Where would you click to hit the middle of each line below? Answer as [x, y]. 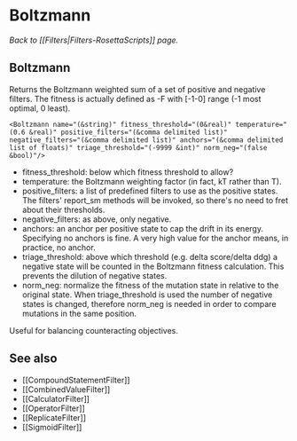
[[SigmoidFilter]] [52, 427]
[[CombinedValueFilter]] [66, 389]
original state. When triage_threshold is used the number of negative [147, 295]
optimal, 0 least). [40, 108]
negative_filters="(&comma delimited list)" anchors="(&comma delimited [146, 140]
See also [33, 359]
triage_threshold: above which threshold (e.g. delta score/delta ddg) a [149, 256]
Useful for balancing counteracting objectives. [94, 330]
